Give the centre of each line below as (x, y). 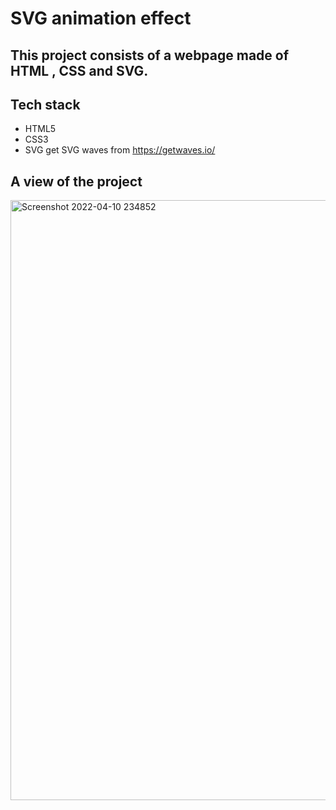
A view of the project (76, 181)
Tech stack (45, 104)
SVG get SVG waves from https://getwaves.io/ (120, 150)
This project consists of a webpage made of (150, 55)
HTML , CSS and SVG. (79, 70)
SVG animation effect (101, 18)
